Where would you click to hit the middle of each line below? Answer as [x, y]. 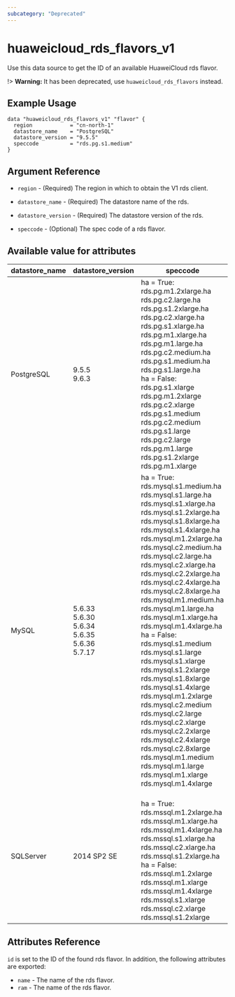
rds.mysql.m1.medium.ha [183, 600]
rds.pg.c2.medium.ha [176, 352]
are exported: [27, 966]
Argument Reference [54, 171]
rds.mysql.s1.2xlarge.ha [180, 512]
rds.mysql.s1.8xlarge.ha [180, 521]
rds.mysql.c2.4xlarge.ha [180, 582]
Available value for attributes [72, 251]
